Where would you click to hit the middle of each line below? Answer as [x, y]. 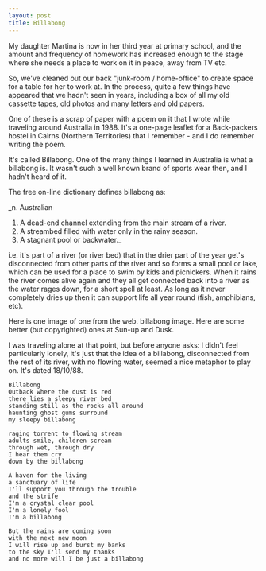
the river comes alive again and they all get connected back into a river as [129, 280]
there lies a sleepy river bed [60, 398]
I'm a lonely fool [39, 510]
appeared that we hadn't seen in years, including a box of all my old [119, 95]
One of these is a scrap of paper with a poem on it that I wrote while [120, 118]
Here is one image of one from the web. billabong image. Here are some [126, 321]
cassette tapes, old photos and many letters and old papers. [106, 103]
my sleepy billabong [42, 420]
